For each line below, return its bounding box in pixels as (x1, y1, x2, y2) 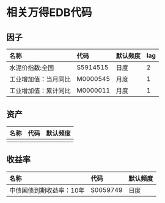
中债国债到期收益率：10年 (9, 186, 85, 194)
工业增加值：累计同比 (9, 86, 71, 95)
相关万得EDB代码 (6, 6, 92, 20)
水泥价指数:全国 (9, 64, 54, 72)
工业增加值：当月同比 (9, 75, 71, 83)
